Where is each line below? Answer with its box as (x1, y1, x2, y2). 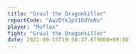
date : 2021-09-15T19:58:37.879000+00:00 (7, 36, 130, 43)
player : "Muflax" (7, 23, 59, 30)
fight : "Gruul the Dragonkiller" (7, 29, 107, 37)
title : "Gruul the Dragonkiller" (7, 10, 107, 18)
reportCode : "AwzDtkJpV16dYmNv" (7, 17, 103, 24)
